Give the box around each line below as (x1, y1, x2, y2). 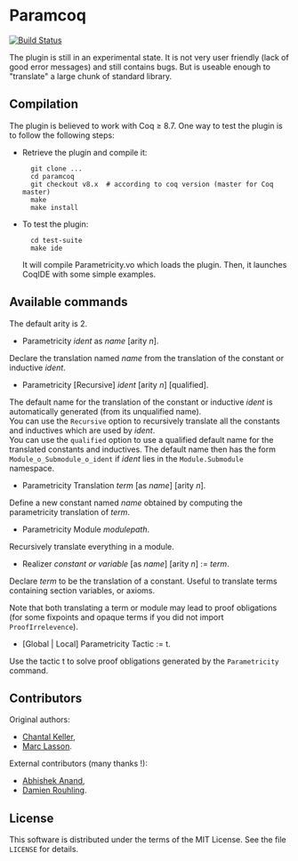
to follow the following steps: (9, 130, 115, 141)
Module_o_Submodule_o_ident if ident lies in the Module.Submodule (9, 453, 244, 463)
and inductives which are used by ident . (9, 424, 156, 436)
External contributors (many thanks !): (9, 758, 149, 769)
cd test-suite (30, 236, 83, 245)
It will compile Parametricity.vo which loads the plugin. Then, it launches (21, 259, 287, 270)
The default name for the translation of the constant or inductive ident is (9, 397, 273, 407)
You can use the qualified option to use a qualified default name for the (9, 434, 274, 445)
